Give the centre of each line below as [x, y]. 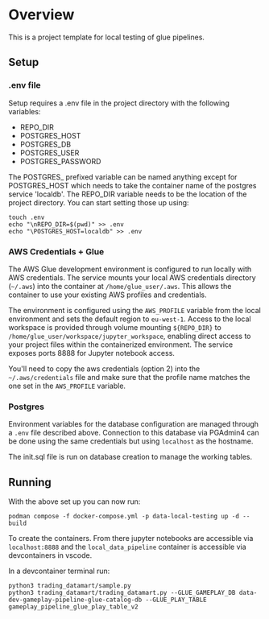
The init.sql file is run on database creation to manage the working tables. [130, 457]
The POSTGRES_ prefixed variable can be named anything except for [123, 177]
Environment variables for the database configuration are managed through [134, 424]
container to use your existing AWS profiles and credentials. [108, 295]
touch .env [27, 217]
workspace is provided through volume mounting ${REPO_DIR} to [115, 327]
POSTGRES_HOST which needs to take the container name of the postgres [132, 185]
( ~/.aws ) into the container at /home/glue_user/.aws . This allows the [120, 286]
